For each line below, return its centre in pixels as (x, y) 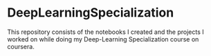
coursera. (21, 46)
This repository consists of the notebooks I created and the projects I (105, 32)
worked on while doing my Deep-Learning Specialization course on (103, 39)
